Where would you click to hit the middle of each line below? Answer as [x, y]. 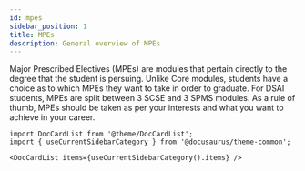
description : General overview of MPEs [85, 43]
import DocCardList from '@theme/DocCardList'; [102, 134]
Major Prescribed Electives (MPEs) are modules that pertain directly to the [148, 69]
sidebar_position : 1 [49, 26]
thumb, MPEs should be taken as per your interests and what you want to [147, 108]
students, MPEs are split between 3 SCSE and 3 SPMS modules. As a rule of [152, 98]
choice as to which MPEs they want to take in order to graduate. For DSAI [147, 88]
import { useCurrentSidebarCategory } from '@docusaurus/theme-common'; [150, 142]
